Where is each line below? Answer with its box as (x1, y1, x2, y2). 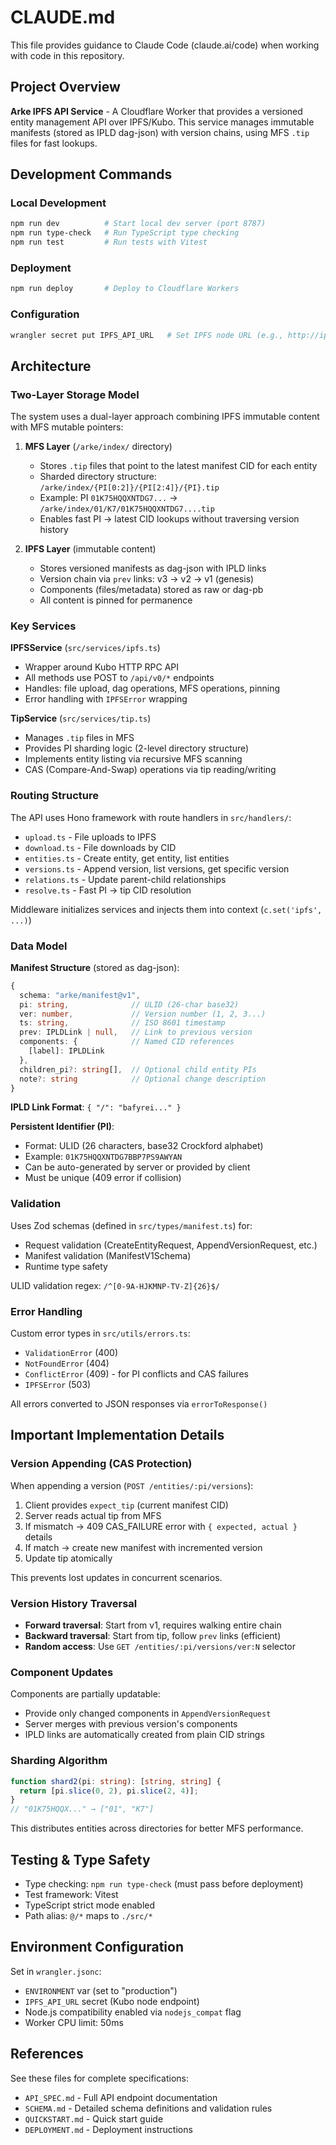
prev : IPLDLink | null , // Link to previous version (19, 1027, 253, 1038)
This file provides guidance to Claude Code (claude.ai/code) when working (10, 39, 320, 51)
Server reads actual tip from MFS (24, 1509, 162, 1521)
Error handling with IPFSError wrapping (24, 693, 188, 705)
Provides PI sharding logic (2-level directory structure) (24, 742, 250, 755)
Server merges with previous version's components (24, 1718, 238, 1730)
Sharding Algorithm (10, 1754, 108, 1768)
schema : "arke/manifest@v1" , (19, 990, 141, 1000)
